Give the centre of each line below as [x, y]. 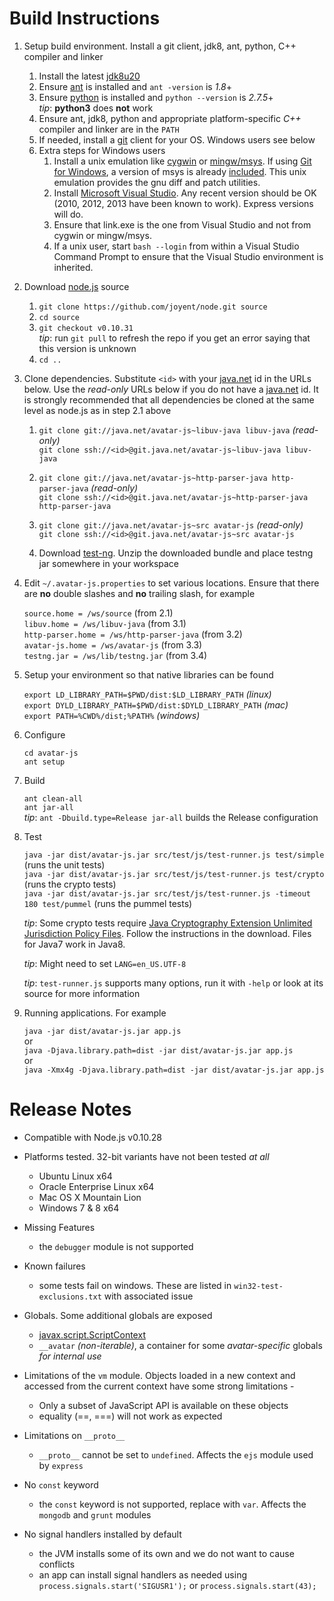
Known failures [54, 1266]
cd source [59, 317]
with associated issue [148, 1296]
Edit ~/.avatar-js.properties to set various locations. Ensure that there [171, 583]
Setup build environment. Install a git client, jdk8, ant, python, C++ [160, 46]
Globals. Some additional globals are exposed [118, 1315]
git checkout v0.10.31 [86, 328]
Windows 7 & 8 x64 [79, 1208]
